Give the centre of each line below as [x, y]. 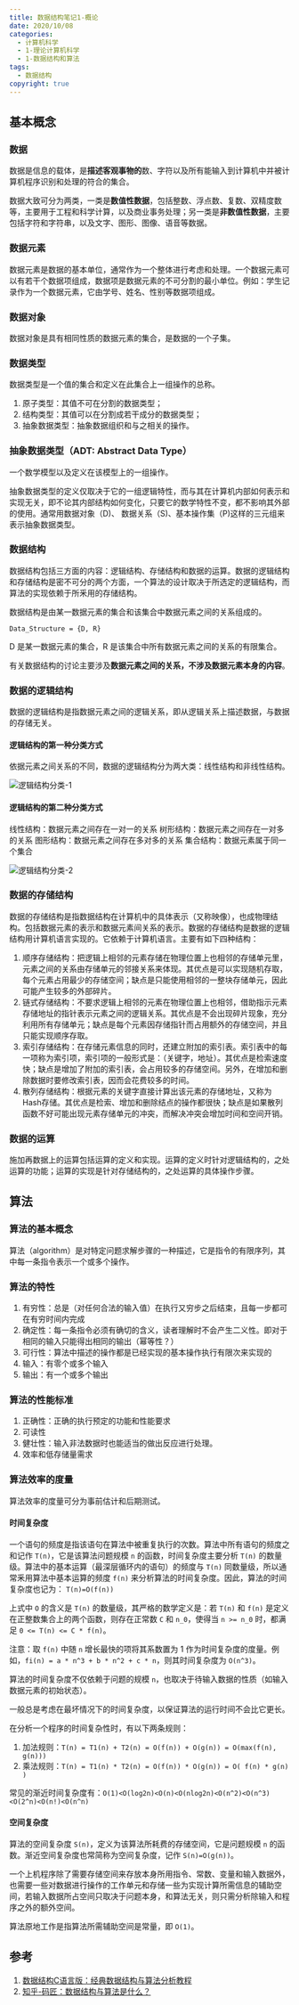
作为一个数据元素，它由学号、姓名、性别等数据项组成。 [118, 291]
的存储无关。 [32, 723]
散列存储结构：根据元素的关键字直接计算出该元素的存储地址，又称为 [147, 1091]
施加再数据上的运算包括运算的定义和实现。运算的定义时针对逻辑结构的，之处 [149, 1160]
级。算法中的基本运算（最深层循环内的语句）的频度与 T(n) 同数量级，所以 [144, 1566]
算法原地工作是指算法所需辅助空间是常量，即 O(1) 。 [104, 1927]
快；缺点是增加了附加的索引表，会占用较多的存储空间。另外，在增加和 [151, 1069]
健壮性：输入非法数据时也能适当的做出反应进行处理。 [120, 1443]
